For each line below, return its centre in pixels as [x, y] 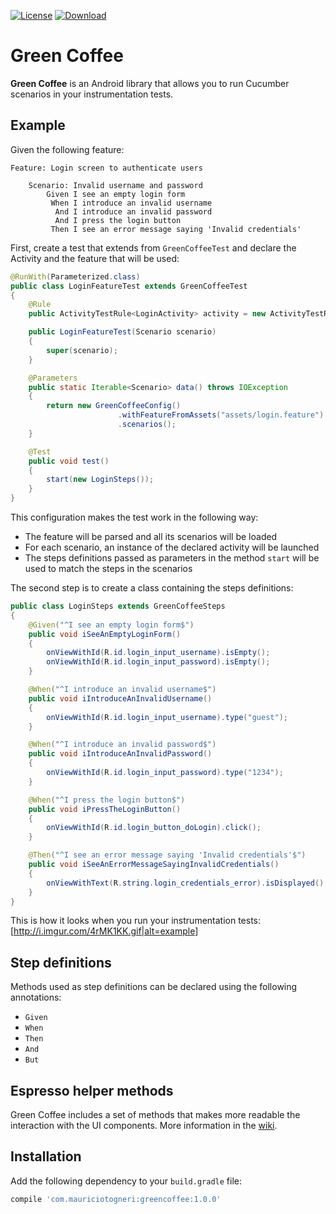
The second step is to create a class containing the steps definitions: [152, 588]
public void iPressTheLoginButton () [105, 809]
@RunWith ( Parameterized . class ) [75, 276]
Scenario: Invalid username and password [115, 185]
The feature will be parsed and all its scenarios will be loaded [151, 536]
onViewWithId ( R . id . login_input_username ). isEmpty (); [158, 653]
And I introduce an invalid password [133, 211]
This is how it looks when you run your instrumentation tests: [136, 921]
